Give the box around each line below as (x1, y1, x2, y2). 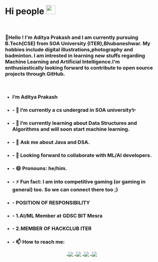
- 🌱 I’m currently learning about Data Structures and (12, 120, 137, 126)
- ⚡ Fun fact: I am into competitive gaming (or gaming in (12, 178, 146, 185)
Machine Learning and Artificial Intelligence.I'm (5, 58, 120, 65)
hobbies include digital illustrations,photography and (5, 46, 133, 53)
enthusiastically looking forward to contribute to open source (5, 64, 153, 71)
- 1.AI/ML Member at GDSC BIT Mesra (12, 212, 103, 219)
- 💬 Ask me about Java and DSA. (12, 139, 90, 145)
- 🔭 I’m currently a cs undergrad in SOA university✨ (12, 107, 136, 114)
